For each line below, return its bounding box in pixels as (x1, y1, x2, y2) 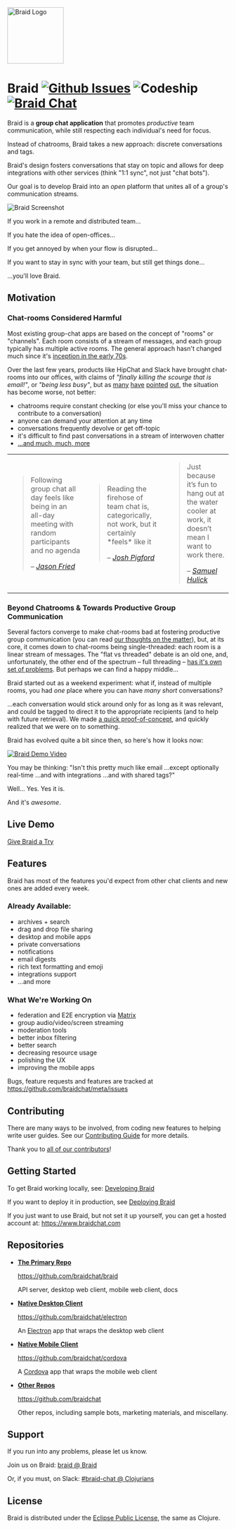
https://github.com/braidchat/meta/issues (7, 1085, 129, 1093)
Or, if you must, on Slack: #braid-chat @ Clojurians (7, 1475, 155, 1483)
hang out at (187, 488, 225, 498)
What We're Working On (7, 995, 92, 1005)
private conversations (17, 940, 81, 948)
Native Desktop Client (17, 1298, 83, 1307)
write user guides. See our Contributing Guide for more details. (7, 1131, 190, 1139)
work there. (187, 550, 225, 560)
